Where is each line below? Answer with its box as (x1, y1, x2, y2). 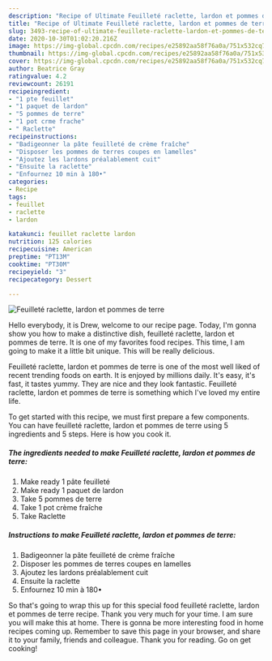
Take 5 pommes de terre (19, 494, 103, 504)
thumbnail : (8, 49, 45, 58)
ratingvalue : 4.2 (8, 72, 67, 80)
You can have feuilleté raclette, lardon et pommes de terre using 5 (8, 421, 228, 431)
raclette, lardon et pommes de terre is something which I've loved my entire (8, 388, 261, 397)
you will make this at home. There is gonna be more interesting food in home (8, 618, 264, 628)
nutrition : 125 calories (8, 238, 92, 246)
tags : (8, 192, 27, 201)
